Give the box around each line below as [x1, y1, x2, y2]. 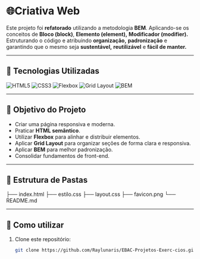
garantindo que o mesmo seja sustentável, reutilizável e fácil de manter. [6, 43, 187, 50]
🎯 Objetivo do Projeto [6, 105, 86, 115]
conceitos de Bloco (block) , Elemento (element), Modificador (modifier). [6, 30, 189, 38]
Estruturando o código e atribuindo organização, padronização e [6, 37, 168, 44]
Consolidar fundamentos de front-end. [14, 152, 110, 159]
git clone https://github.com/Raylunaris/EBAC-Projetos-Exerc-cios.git [14, 247, 196, 254]
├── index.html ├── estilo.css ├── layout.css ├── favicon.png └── [6, 191, 176, 198]
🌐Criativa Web [6, 4, 80, 18]
